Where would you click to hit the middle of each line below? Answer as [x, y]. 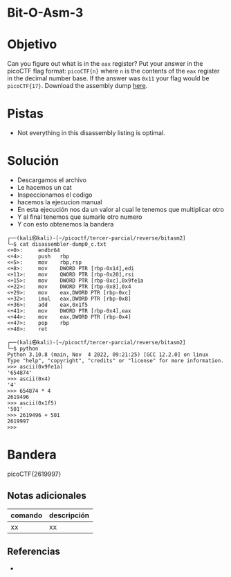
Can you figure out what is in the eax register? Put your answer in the [105, 64]
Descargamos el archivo [52, 180]
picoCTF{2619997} [34, 474]
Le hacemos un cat [45, 187]
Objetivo [32, 45]
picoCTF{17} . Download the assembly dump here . [77, 86]
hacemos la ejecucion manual [59, 202]
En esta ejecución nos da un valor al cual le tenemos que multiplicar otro [121, 210]
